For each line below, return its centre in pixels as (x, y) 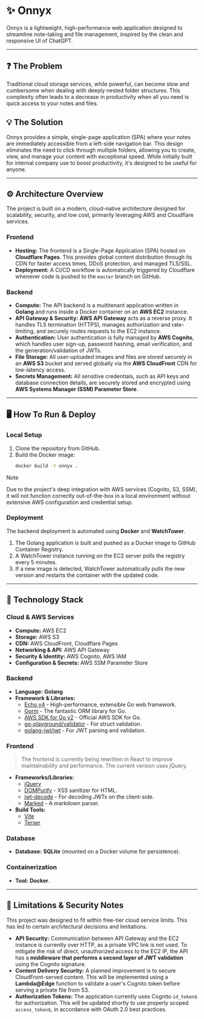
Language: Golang (39, 691)
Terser (32, 823)
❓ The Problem (34, 66)
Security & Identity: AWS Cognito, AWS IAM (70, 656)
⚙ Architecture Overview (55, 194)
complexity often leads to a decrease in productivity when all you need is (98, 97)
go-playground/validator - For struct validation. (83, 724)
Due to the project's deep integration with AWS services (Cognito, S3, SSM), (102, 489)
